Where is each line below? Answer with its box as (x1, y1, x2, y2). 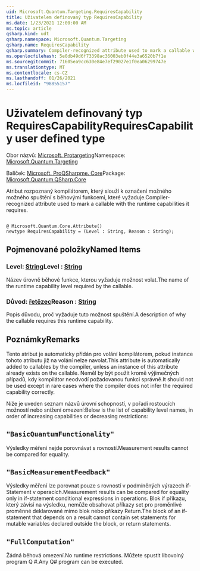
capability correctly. (6, 388, 55, 396)
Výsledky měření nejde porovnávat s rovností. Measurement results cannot (6, 444, 189, 451)
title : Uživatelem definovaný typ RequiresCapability (6, 14, 143, 20)
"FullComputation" (6, 538, 74, 546)
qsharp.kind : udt (6, 31, 49, 37)
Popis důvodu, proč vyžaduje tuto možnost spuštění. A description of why (6, 311, 186, 318)
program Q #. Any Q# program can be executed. (6, 558, 124, 566)
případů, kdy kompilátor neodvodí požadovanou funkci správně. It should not (6, 375, 193, 382)
